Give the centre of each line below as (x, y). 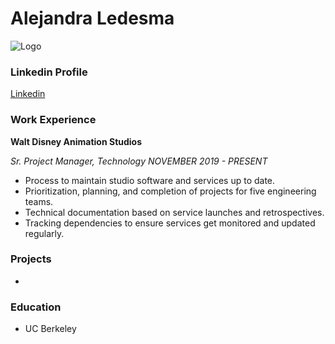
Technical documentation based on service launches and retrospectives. (174, 212)
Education (36, 307)
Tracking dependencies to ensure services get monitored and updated (170, 223)
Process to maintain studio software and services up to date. (150, 180)
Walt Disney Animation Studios (76, 141)
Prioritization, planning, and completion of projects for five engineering (170, 191)
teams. (39, 201)
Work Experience (53, 120)
